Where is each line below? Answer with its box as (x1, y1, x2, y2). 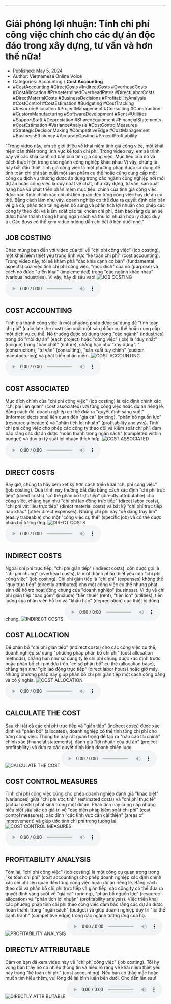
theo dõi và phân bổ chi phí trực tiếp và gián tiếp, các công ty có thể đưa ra (5, 885, 163, 892)
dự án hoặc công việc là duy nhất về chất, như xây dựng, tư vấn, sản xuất (5, 180, 159, 186)
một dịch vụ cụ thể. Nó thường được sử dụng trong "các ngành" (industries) (5, 331, 164, 337)
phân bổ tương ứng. (5, 520, 47, 526)
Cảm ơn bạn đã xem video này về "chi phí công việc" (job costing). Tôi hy (5, 959, 159, 965)
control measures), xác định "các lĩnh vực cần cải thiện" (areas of (5, 812, 144, 819)
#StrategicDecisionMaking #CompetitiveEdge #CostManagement (12, 127, 150, 133)
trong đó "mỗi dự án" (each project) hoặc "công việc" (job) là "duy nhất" (5, 336, 157, 342)
